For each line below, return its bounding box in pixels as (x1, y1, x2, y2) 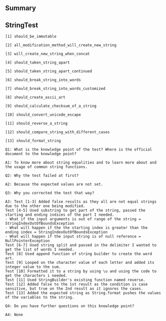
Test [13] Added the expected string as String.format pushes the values (5, 291, 162, 296)
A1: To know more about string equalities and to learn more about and (5, 160, 157, 165)
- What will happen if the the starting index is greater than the (5, 226, 148, 231)
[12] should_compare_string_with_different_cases (5, 130, 110, 135)
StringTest (5, 21, 38, 29)
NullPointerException (5, 239, 50, 243)
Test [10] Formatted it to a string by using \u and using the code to (5, 269, 157, 274)
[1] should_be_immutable (5, 34, 57, 39)
